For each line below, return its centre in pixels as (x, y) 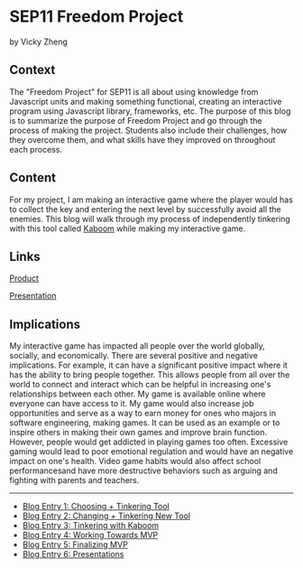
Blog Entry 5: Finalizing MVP (75, 545)
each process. (36, 149)
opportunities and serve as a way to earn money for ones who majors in (143, 414)
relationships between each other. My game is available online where (138, 394)
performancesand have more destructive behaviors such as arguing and (143, 470)
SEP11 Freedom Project (96, 17)
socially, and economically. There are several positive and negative (134, 356)
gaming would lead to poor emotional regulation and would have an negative (151, 452)
